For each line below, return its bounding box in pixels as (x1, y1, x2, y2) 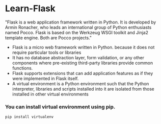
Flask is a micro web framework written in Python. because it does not (12, 44, 155, 50)
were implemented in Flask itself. (12, 75, 79, 81)
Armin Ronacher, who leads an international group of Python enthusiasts (5, 24, 152, 30)
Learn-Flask (5, 3, 55, 14)
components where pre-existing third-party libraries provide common (12, 60, 153, 66)
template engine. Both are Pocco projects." (5, 35, 92, 41)
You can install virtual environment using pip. (5, 103, 115, 110)
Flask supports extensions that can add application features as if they (12, 70, 153, 76)
